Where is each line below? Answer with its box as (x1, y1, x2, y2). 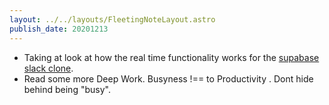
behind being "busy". (23, 83, 111, 95)
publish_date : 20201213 (9, 24, 109, 34)
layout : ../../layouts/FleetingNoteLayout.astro (9, 14, 216, 25)
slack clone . (23, 62, 74, 74)
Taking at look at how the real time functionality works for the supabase (23, 51, 320, 63)
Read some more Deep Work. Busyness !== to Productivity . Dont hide (23, 72, 314, 85)
